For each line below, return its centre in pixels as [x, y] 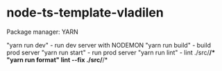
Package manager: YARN [42, 32]
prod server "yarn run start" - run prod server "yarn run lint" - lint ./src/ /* [111, 52]
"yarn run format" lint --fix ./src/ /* [57, 59]
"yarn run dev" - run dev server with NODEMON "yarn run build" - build [109, 45]
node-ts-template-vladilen [85, 13]
